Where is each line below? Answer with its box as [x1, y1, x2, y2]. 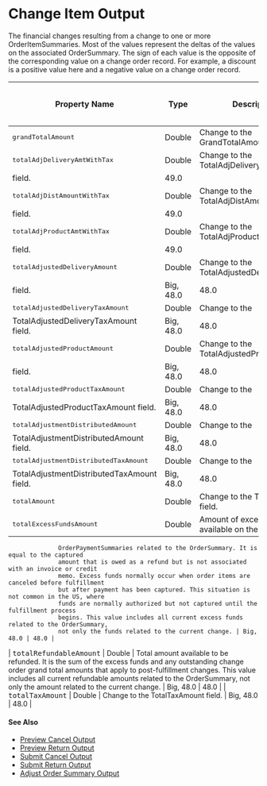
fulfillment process [8, 607, 77, 615]
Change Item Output [8, 5, 145, 23]
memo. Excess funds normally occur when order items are [58, 572, 250, 580]
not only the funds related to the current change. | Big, [58, 627, 258, 635]
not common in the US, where [8, 592, 105, 600]
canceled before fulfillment [8, 579, 105, 587]
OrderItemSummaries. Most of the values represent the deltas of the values [8, 39, 256, 48]
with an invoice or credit [8, 564, 98, 572]
